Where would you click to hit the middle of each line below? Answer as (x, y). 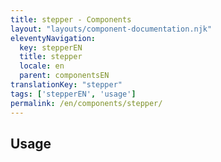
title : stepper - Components (71, 19)
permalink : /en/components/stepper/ (86, 103)
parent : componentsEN (64, 76)
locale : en (42, 66)
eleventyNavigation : (53, 38)
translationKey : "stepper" (66, 85)
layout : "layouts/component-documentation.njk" (111, 29)
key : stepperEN (51, 47)
